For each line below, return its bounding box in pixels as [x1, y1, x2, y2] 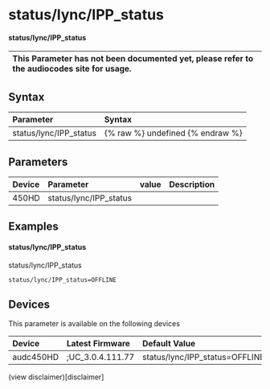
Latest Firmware [66, 338, 131, 350]
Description [169, 179, 215, 190]
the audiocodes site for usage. [12, 63, 132, 74]
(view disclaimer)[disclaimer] [8, 372, 104, 382]
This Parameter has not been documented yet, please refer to [12, 53, 254, 64]
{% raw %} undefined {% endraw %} [104, 127, 243, 139]
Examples [8, 220, 59, 234]
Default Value [141, 338, 195, 350]
